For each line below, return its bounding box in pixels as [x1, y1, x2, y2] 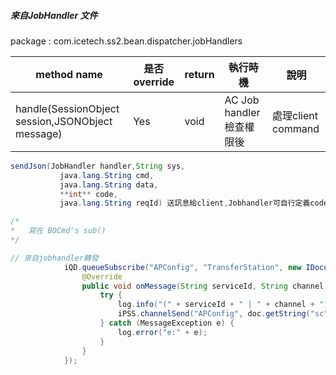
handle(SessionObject [15, 101, 120, 115]
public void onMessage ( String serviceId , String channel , [81, 281, 329, 291]
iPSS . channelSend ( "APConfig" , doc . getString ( [117, 309, 311, 319]
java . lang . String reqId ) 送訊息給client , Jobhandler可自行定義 [59, 198, 311, 209]
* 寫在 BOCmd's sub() [10, 226, 107, 236]
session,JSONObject [15, 114, 113, 128]
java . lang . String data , [59, 180, 159, 190]
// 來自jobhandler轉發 [10, 253, 99, 263]
